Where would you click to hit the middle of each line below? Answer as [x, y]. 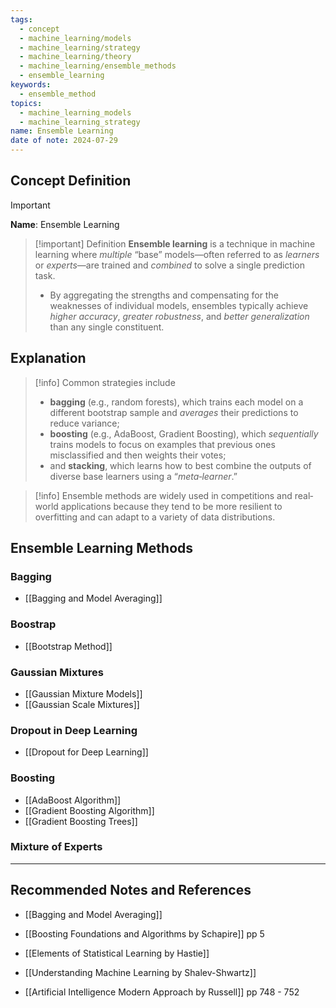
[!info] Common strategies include [105, 382]
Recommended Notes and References [131, 890]
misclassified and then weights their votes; [138, 455]
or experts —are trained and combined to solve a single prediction [169, 265]
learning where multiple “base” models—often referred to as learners [177, 254]
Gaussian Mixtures [57, 672]
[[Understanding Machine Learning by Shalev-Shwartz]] [140, 972]
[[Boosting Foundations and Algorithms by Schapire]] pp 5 [144, 933]
